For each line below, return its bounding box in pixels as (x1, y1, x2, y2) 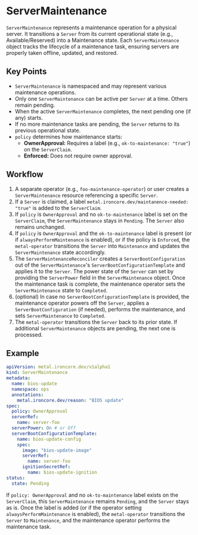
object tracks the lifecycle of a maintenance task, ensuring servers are (6, 43, 180, 50)
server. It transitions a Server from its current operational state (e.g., (6, 30, 174, 37)
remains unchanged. (14, 223, 66, 230)
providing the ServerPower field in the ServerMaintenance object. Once (14, 274, 186, 281)
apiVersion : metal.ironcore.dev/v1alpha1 (6, 364, 111, 370)
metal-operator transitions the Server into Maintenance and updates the (14, 242, 190, 249)
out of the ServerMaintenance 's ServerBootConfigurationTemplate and (14, 261, 185, 268)
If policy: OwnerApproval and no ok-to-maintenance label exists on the (6, 491, 179, 499)
